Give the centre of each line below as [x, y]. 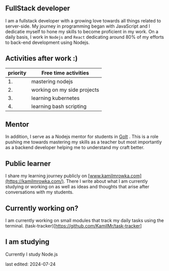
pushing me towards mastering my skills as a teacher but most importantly [84, 142]
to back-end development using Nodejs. [47, 42]
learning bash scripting [59, 106]
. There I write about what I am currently [106, 181]
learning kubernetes [56, 98]
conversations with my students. [40, 192]
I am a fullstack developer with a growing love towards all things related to [83, 20]
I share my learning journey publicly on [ [48, 176]
